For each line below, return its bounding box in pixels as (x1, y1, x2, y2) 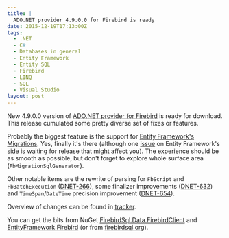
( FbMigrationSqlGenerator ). (7, 162, 84, 169)
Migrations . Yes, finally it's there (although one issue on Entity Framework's (7, 140, 221, 147)
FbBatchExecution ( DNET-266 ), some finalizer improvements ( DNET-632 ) (7, 182, 213, 190)
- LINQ (13, 73, 32, 81)
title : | (7, 10, 32, 17)
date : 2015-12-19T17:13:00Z (7, 23, 88, 29)
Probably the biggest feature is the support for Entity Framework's (7, 132, 194, 141)
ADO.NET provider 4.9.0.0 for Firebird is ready (13, 16, 155, 23)
